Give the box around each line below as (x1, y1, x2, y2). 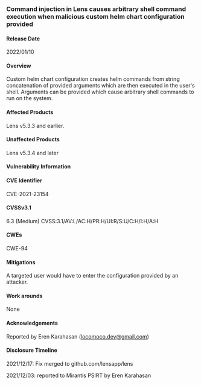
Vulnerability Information (6, 163, 71, 170)
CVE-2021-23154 (6, 190, 49, 197)
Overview (6, 62, 31, 69)
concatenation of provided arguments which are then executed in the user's (6, 82, 195, 89)
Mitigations (6, 258, 36, 266)
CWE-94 (6, 244, 28, 252)
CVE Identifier (6, 177, 42, 184)
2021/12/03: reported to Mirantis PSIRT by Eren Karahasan (6, 372, 152, 379)
